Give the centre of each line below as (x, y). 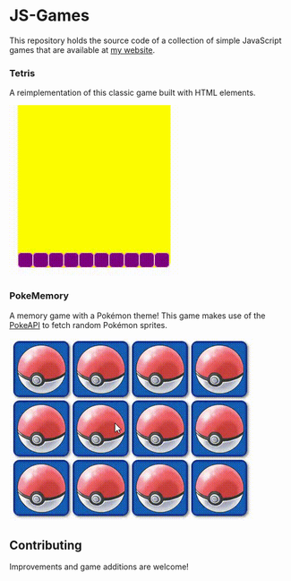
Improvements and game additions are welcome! (99, 567)
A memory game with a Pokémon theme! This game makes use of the (137, 316)
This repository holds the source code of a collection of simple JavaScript (145, 40)
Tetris (22, 73)
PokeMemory (39, 296)
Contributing (46, 545)
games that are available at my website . (82, 49)
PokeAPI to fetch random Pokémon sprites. (89, 325)
